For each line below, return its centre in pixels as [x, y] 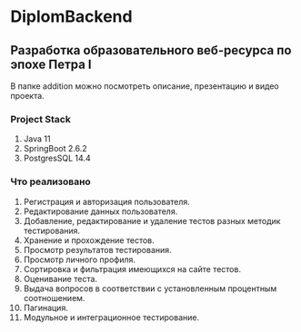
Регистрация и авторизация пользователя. [106, 201]
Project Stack [40, 119]
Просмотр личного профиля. [79, 259]
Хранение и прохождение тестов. [89, 240]
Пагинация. [46, 308]
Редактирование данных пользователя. [100, 211]
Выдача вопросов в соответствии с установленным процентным [150, 288]
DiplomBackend [71, 17]
